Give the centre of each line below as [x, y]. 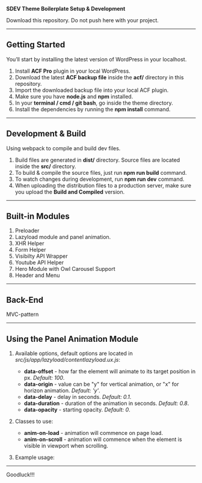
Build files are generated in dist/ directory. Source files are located [97, 160]
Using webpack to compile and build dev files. [63, 148]
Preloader [27, 231]
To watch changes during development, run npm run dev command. [99, 179]
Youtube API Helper [39, 263]
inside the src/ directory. [45, 166]
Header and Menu [37, 275]
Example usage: [35, 457]
